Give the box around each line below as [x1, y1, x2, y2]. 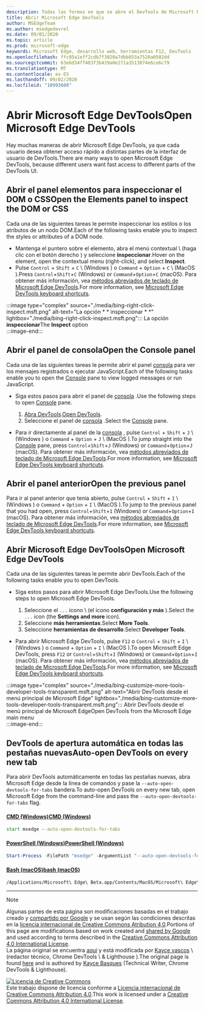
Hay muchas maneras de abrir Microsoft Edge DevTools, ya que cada [6, 141, 180, 149]
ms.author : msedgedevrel [6, 26, 69, 32]
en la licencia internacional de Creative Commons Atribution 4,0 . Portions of [6, 921, 195, 928]
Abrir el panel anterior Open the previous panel [6, 478, 186, 489]
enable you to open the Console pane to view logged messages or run [6, 374, 182, 381]
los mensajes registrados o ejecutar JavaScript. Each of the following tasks [6, 367, 193, 375]
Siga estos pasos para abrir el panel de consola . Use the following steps [15, 392, 196, 400]
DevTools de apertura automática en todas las [6, 738, 184, 748]
